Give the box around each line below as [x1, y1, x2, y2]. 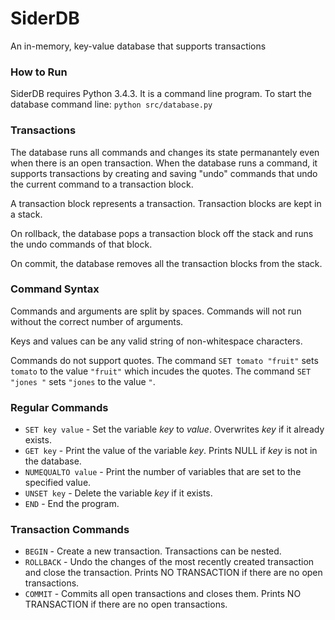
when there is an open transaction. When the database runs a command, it [10, 157, 318, 169]
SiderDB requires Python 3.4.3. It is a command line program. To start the [10, 88, 313, 100]
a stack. [10, 208, 43, 220]
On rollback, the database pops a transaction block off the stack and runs [10, 227, 314, 239]
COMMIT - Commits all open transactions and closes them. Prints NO [24, 588, 302, 600]
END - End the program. [24, 498, 120, 510]
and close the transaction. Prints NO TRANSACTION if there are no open [24, 567, 323, 579]
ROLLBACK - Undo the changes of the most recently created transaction [24, 556, 315, 568]
